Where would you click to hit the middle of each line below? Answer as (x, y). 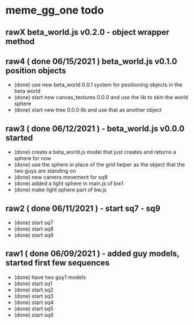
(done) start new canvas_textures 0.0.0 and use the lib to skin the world (101, 98)
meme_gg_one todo (55, 10)
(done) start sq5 (34, 309)
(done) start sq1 (33, 283)
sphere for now (32, 158)
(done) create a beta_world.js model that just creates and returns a (95, 152)
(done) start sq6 (34, 315)
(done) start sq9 (34, 235)
